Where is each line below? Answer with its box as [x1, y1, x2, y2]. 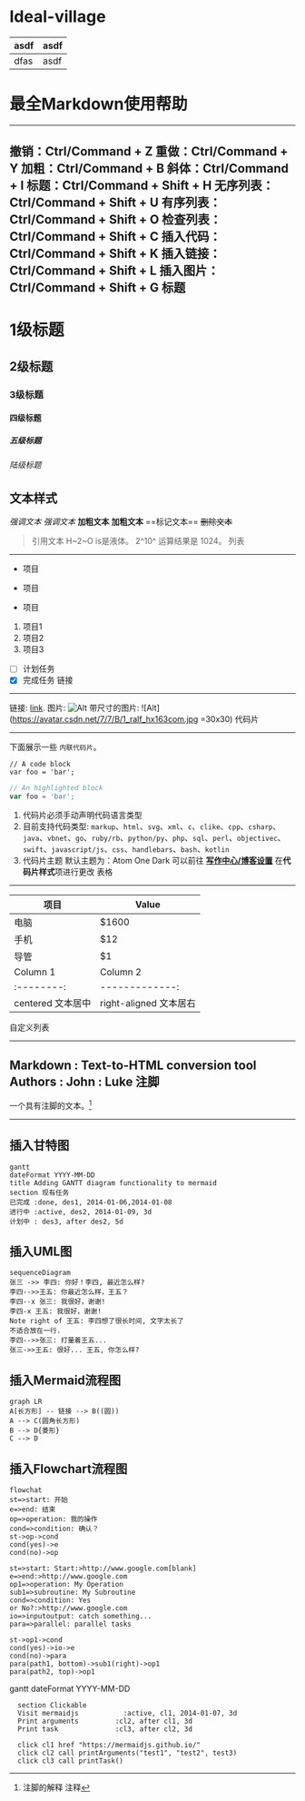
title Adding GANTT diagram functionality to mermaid [9, 1178, 218, 1187]
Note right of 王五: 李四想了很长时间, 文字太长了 [9, 1317, 184, 1326]
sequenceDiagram [9, 1269, 71, 1278]
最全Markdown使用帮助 [9, 94, 188, 114]
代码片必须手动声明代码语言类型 [22, 810, 143, 821]
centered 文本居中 [14, 997, 92, 1010]
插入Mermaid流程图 [9, 1372, 122, 1388]
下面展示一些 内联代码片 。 [9, 742, 102, 753]
